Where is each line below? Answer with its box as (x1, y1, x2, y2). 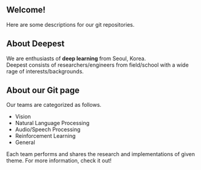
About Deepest (6, 39, 65, 49)
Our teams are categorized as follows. (6, 101, 102, 109)
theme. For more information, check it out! (6, 157, 112, 165)
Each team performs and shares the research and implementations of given (6, 151, 196, 158)
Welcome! (6, 5, 46, 15)
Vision (15, 113, 32, 120)
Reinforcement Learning (15, 132, 76, 140)
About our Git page (6, 85, 80, 96)
